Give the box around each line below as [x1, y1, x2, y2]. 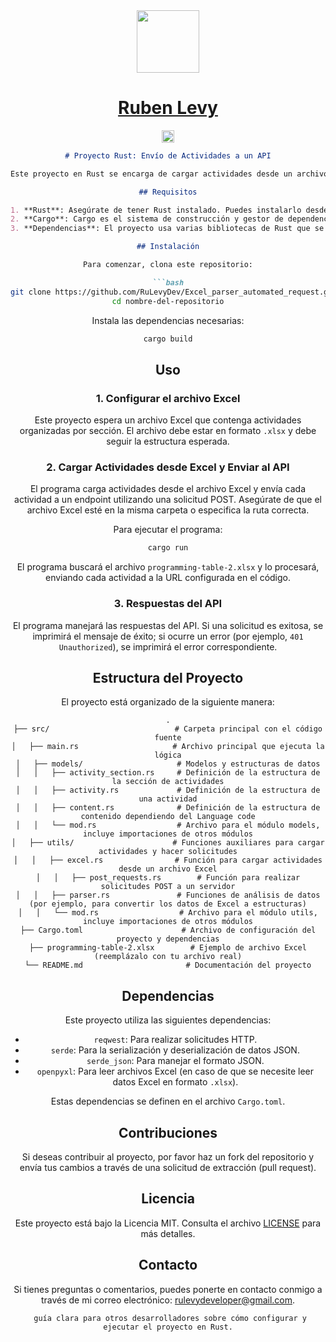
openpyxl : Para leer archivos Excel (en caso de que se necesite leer [36, 1065, 314, 1078]
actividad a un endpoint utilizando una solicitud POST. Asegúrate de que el [14, 494, 322, 506]
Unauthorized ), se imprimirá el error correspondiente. [58, 640, 278, 653]
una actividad [138, 794, 198, 804]
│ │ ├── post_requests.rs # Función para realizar [35, 873, 301, 883]
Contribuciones [118, 1124, 218, 1141]
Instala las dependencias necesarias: [91, 314, 245, 326]
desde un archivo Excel [118, 864, 218, 874]
